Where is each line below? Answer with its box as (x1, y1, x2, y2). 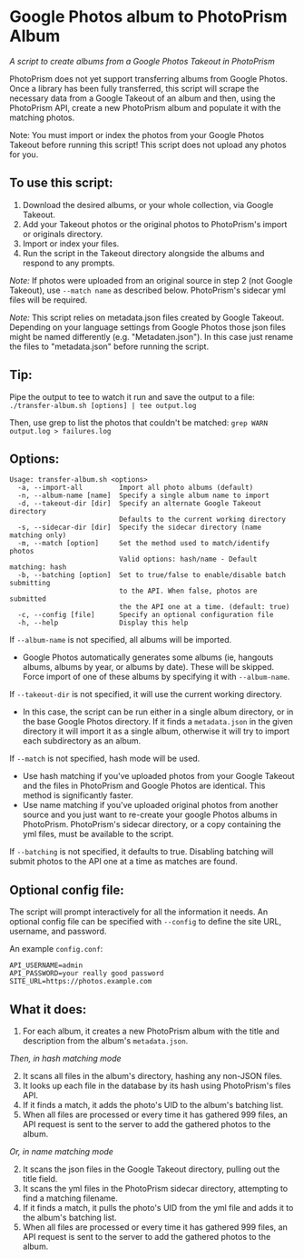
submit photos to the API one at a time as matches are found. (9, 856, 238, 867)
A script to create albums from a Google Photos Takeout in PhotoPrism (9, 55, 275, 66)
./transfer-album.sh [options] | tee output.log (9, 401, 197, 410)
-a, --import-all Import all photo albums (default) (17, 484, 254, 493)
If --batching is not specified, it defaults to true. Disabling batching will (9, 846, 274, 857)
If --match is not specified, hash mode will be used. (9, 753, 201, 764)
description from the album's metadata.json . (22, 1035, 189, 1046)
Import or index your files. (22, 238, 120, 249)
